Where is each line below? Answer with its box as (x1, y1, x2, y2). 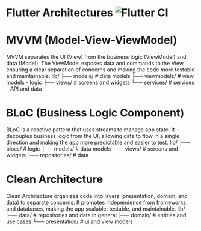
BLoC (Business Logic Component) (6, 106, 185, 120)
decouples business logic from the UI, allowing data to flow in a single (6, 133, 180, 140)
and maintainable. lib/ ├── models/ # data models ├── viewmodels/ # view (6, 73, 194, 80)
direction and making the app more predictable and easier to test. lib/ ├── (6, 139, 191, 146)
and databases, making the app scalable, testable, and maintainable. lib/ (6, 205, 185, 212)
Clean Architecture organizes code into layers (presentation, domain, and (6, 193, 188, 199)
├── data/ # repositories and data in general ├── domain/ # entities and (6, 212, 187, 218)
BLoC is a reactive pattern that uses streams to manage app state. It (6, 126, 175, 133)
